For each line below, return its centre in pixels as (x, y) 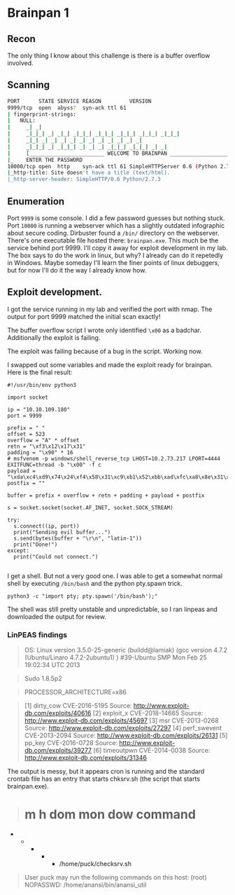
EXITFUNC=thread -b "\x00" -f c (54, 465)
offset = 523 (26, 434)
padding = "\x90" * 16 (40, 452)
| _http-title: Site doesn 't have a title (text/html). (89, 173)
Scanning (29, 85)
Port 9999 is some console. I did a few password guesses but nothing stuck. (116, 218)
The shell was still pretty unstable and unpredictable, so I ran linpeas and (113, 609)
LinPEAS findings (37, 634)
